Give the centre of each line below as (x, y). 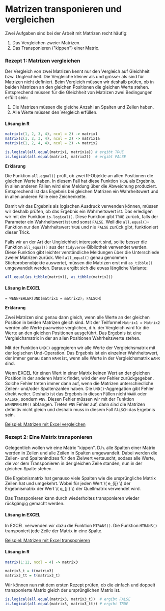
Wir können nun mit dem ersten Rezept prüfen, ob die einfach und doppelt (80, 585)
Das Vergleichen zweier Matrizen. (46, 42)
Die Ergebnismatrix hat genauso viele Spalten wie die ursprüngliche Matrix (81, 478)
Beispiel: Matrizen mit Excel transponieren (48, 541)
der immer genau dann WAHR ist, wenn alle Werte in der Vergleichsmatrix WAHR (82, 358)
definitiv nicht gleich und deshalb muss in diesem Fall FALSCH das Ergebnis (80, 409)
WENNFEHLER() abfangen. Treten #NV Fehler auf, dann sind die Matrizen (75, 404)
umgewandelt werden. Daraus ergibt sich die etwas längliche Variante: (77, 268)
